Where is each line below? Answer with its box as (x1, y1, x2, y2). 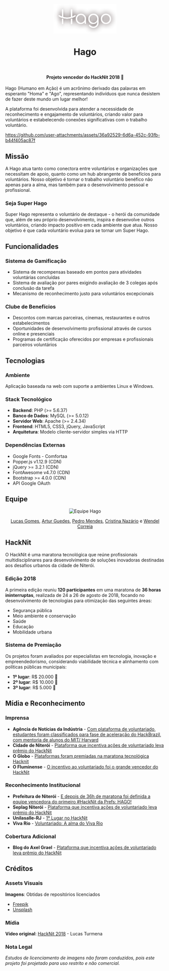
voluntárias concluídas (12, 275, 60, 281)
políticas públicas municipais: (5, 663, 67, 670)
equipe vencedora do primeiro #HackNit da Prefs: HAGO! (12, 798, 132, 805)
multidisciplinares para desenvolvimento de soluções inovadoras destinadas (5, 557, 164, 563)
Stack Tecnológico (5, 395, 52, 403)
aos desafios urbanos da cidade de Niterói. (5, 562, 95, 568)
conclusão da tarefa (12, 285, 55, 291)
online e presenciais (12, 331, 55, 337)
